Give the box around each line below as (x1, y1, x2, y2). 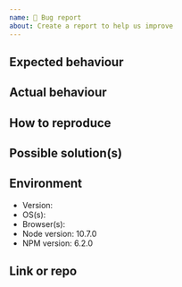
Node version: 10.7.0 (21, 228, 97, 239)
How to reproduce (9, 115, 112, 131)
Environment (9, 176, 83, 191)
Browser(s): (21, 218, 66, 229)
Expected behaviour (9, 55, 124, 70)
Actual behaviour (9, 85, 107, 100)
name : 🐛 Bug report (9, 13, 82, 22)
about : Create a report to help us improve (9, 21, 174, 30)
